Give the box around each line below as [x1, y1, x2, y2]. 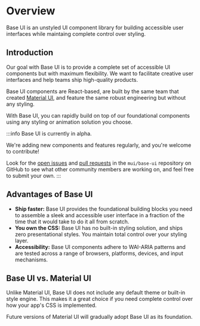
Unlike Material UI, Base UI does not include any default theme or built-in [6, 289, 186, 296]
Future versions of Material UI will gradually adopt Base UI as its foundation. [6, 313, 193, 321]
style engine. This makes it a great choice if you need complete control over [6, 296, 193, 303]
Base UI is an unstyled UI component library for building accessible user [6, 24, 184, 31]
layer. [14, 237, 29, 244]
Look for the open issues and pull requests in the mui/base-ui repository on [6, 159, 192, 167]
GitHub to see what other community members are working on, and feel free [6, 165, 194, 173]
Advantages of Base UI [6, 189, 93, 199]
